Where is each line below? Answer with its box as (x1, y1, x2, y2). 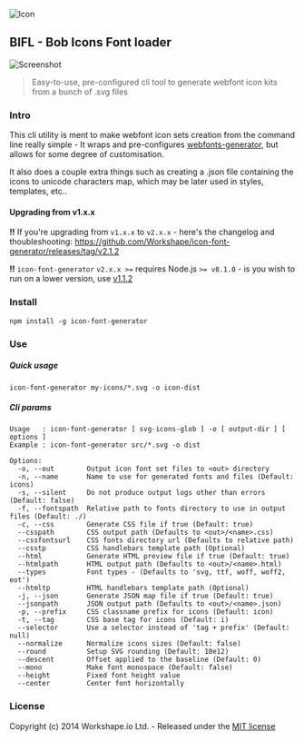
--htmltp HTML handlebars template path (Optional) (17, 584, 250, 593)
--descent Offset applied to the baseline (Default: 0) (17, 655, 261, 665)
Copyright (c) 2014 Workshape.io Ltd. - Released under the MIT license (9, 720, 276, 731)
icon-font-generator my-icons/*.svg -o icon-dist (9, 382, 201, 392)
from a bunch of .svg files (31, 86, 129, 97)
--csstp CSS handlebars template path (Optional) (17, 544, 246, 553)
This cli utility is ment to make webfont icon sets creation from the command (9, 130, 296, 141)
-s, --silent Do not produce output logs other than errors (17, 489, 266, 498)
